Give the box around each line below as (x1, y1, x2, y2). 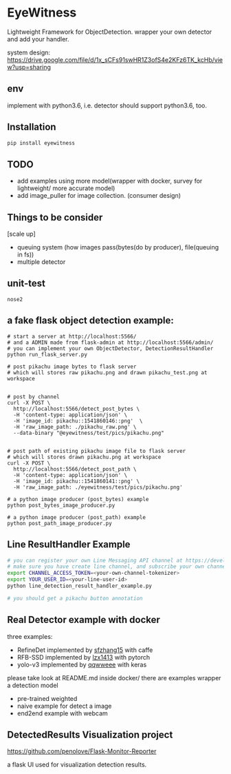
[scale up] (7, 230, 36, 238)
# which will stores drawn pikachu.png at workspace (7, 454, 162, 460)
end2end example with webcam (16, 709, 108, 717)
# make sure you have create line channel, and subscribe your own (7, 563, 205, 570)
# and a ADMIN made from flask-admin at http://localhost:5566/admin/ (7, 339, 214, 346)
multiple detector (16, 258, 66, 266)
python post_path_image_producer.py (7, 520, 112, 527)
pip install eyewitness (7, 139, 76, 146)
